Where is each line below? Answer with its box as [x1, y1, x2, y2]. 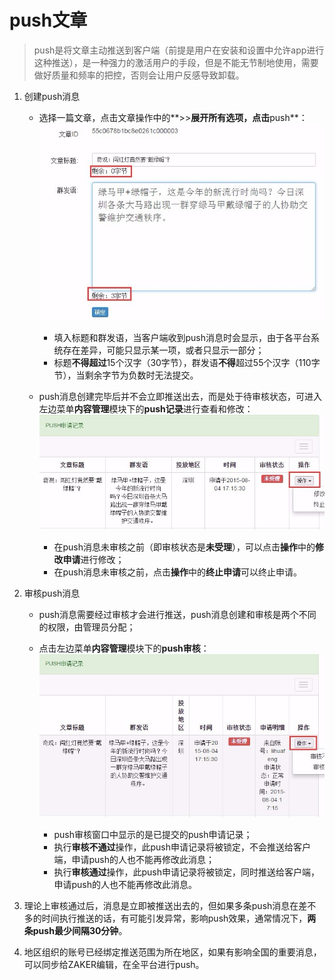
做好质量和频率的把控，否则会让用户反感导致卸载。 [33, 69, 245, 81]
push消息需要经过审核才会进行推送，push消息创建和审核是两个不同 [38, 608, 317, 620]
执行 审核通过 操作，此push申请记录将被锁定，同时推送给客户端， [53, 866, 320, 878]
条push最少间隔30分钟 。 [23, 925, 128, 936]
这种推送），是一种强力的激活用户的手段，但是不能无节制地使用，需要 [33, 56, 319, 68]
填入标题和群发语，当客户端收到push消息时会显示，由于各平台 [53, 331, 311, 343]
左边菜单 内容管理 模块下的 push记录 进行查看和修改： [38, 402, 254, 415]
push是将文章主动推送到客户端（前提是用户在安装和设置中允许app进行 [33, 44, 325, 56]
